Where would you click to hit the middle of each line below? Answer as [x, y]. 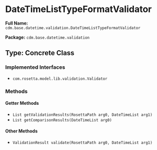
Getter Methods [22, 103]
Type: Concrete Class [40, 53]
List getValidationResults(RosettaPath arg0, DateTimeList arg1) [82, 115]
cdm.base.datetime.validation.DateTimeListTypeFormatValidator [73, 28]
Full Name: [17, 23]
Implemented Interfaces [35, 67]
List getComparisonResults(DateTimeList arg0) [62, 120]
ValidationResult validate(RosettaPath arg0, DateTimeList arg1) [82, 142]
